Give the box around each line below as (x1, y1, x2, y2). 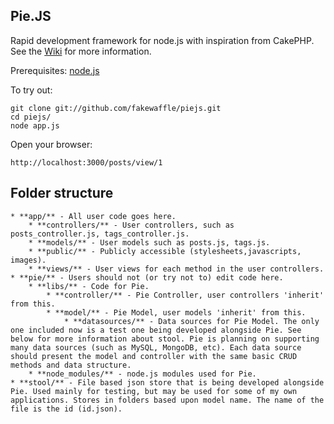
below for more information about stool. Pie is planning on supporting (10, 334, 320, 344)
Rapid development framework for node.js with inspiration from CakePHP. (10, 34, 315, 46)
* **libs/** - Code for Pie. (28, 281, 150, 291)
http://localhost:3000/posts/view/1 (10, 157, 163, 168)
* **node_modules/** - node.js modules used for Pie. (28, 369, 257, 379)
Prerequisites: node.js (10, 64, 100, 76)
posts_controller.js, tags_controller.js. (10, 229, 190, 239)
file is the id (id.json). (10, 404, 123, 414)
